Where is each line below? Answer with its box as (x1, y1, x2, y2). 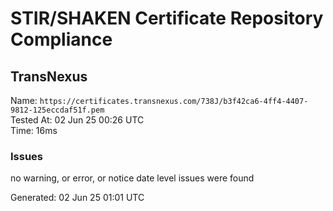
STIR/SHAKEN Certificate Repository (10, 7, 324, 30)
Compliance (10, 28, 113, 51)
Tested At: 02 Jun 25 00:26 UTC (10, 114, 145, 126)
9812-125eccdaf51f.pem (10, 105, 105, 115)
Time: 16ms (10, 125, 58, 136)
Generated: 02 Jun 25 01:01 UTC (10, 192, 145, 204)
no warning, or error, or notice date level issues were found (10, 172, 255, 184)
